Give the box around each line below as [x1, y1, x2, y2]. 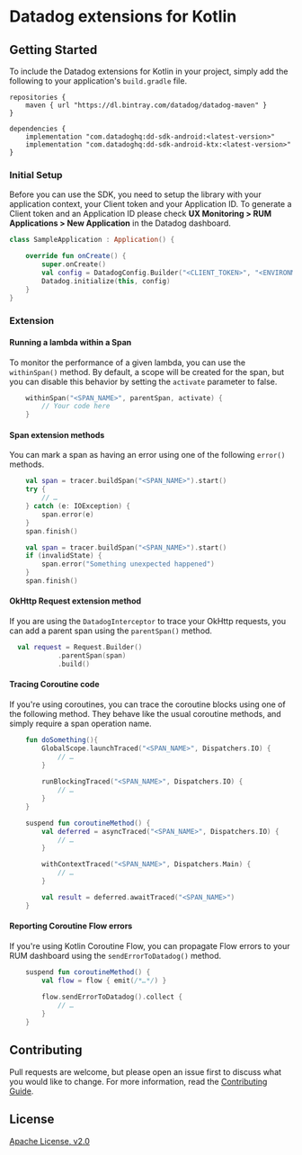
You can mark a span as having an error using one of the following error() [9, 450, 286, 461]
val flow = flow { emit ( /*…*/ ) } [41, 976, 167, 985]
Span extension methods [9, 429, 105, 440]
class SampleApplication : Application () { [9, 236, 175, 245]
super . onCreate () [41, 260, 106, 269]
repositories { [9, 93, 67, 102]
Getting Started [9, 42, 98, 58]
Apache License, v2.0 [9, 1135, 90, 1146]
